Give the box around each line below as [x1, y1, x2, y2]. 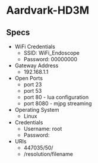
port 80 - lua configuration [23, 93, 89, 101]
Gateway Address [14, 62, 59, 69]
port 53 [23, 87, 42, 94]
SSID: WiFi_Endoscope [23, 49, 80, 57]
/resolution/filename [23, 151, 73, 158]
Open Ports [14, 75, 43, 81]
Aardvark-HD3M [6, 4, 90, 17]
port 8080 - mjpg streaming [23, 100, 92, 107]
